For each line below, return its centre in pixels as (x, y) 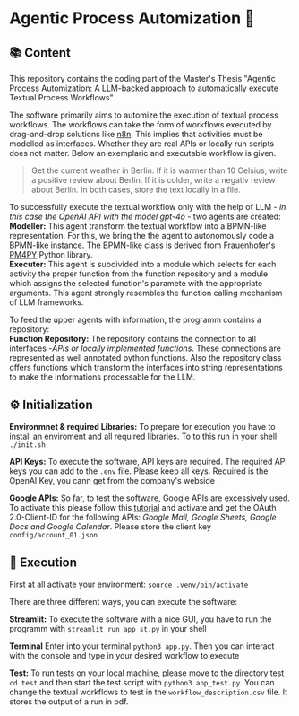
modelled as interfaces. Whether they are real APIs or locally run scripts (142, 144)
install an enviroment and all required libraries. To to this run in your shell (143, 436)
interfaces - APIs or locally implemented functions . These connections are (145, 348)
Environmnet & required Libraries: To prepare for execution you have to (142, 426)
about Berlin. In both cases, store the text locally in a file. (136, 189)
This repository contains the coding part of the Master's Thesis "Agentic (142, 79)
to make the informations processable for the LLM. (103, 377)
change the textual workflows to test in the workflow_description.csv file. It (149, 692)
